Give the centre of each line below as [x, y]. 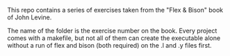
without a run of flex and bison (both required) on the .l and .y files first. [109, 45]
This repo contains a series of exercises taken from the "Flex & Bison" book [115, 10]
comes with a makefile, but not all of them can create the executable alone [114, 38]
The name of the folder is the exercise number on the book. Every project [112, 31]
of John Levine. [30, 17]
